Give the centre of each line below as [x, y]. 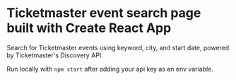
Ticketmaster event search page [104, 13]
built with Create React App [89, 28]
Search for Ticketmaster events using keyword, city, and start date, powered [118, 47]
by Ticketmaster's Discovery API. [55, 55]
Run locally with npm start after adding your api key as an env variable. [110, 69]
